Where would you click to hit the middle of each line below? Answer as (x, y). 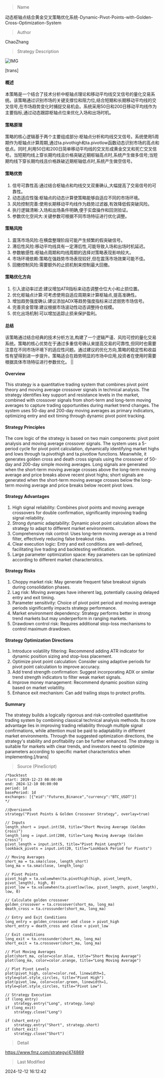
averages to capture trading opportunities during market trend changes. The (82, 405)
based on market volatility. (39, 688)
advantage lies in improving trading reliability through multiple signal (74, 726)
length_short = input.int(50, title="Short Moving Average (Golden (75, 827)
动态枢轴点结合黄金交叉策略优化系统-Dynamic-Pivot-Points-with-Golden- (79, 17)
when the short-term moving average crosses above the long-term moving (81, 469)
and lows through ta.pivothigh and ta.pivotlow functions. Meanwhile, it (76, 454)
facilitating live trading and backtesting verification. (64, 549)
